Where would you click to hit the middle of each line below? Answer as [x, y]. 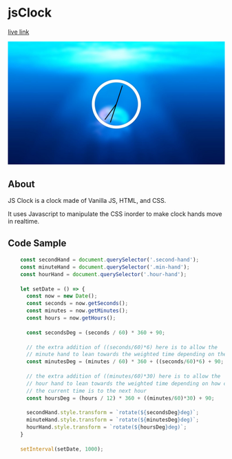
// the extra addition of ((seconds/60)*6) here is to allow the [122, 347]
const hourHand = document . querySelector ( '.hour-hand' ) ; [104, 274]
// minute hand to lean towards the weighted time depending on [120, 354]
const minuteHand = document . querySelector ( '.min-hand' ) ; [105, 267]
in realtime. [24, 222]
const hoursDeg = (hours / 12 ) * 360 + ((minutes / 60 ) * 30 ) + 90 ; [120, 398]
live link [19, 32]
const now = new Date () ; [62, 296]
